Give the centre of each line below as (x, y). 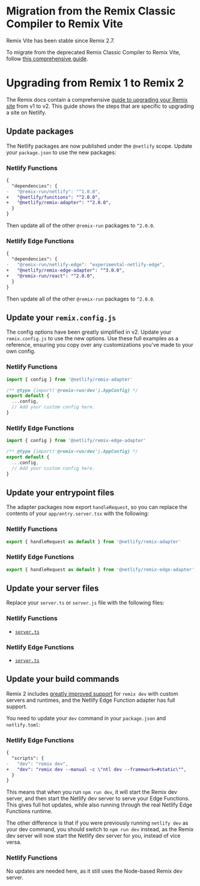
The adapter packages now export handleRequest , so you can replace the (97, 507)
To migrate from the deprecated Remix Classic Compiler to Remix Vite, (93, 52)
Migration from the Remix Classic (91, 11)
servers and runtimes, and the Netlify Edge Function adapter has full (91, 700)
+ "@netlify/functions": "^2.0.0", (53, 197)
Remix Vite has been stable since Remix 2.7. (61, 40)
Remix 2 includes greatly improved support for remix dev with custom (92, 693)
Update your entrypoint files (60, 492)
